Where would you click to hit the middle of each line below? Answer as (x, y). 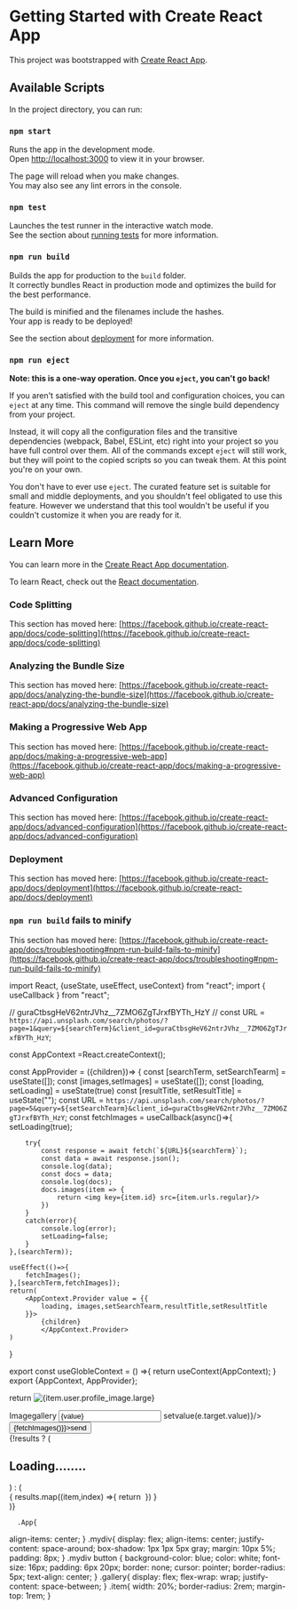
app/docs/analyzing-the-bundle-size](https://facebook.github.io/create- (142, 694)
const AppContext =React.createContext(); (87, 1054)
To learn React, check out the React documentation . (104, 581)
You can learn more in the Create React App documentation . (119, 564)
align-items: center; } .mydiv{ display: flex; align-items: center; (123, 1539)
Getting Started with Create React (136, 16)
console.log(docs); (77, 1181)
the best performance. (50, 294)
